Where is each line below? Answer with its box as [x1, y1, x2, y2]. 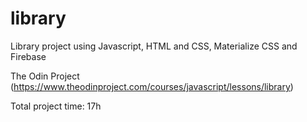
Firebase [10, 50, 47, 62]
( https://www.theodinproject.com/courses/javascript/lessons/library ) [10, 80, 294, 92]
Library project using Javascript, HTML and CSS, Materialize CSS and [10, 40, 298, 52]
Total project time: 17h [10, 100, 102, 112]
